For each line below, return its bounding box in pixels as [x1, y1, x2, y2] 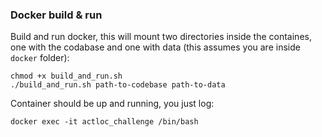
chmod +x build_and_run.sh [10, 71, 123, 82]
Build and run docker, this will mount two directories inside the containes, [10, 31, 312, 43]
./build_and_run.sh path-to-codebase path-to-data [10, 80, 226, 90]
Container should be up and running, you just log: [10, 98, 215, 110]
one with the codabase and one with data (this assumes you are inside [10, 41, 301, 53]
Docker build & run [10, 8, 103, 22]
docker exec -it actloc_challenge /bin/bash [10, 117, 199, 127]
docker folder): [10, 52, 70, 64]
